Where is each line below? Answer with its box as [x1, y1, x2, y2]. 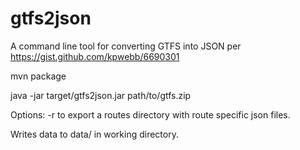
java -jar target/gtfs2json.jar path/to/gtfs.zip [10, 89, 192, 101]
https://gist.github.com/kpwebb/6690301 [10, 50, 180, 62]
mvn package [10, 70, 67, 82]
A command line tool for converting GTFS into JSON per [10, 40, 242, 52]
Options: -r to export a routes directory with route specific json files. [10, 108, 291, 121]
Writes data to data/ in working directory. [10, 128, 179, 140]
